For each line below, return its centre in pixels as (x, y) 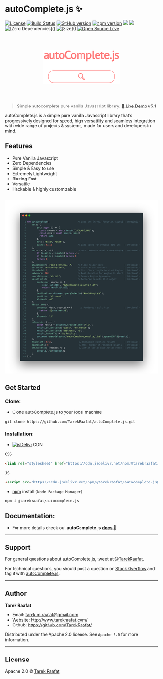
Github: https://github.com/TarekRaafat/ (52, 625)
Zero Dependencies (32, 163)
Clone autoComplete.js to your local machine (57, 412)
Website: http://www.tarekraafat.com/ (50, 620)
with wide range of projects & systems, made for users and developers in (78, 125)
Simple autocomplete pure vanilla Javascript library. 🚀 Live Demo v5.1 (86, 106)
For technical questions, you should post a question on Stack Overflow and (80, 569)
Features (19, 146)
